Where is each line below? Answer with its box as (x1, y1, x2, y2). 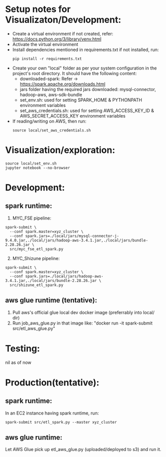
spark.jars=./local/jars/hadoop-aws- (25, 273, 104, 278)
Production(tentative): (5, 376, 100, 388)
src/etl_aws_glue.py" (12, 325, 56, 331)
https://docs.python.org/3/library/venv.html (12, 36, 102, 42)
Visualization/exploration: (5, 144, 116, 156)
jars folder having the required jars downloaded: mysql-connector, (19, 86, 156, 92)
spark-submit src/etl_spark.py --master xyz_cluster (5, 419, 117, 424)
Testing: (5, 342, 40, 354)
